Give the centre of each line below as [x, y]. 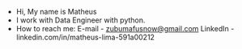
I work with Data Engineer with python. [81, 20]
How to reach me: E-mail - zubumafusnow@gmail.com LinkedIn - [125, 29]
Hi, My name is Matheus [56, 12]
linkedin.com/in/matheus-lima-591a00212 [85, 37]
